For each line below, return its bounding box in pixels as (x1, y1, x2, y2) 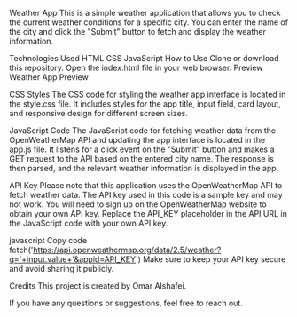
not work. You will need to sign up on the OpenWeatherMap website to (9, 199, 268, 210)
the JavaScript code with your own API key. (9, 218, 168, 228)
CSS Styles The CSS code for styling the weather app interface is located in (9, 89, 286, 99)
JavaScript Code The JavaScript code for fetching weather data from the (9, 125, 277, 136)
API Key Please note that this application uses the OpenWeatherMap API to (9, 180, 283, 190)
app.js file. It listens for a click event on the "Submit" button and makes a (9, 144, 275, 155)
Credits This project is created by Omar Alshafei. (9, 281, 187, 291)
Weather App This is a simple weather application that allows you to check (9, 8, 281, 18)
